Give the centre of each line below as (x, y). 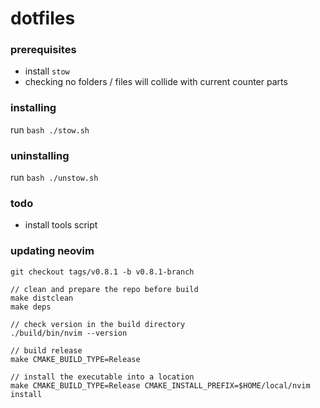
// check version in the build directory (98, 324)
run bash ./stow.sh (50, 129)
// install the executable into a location (102, 377)
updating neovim (52, 251)
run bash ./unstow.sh (54, 178)
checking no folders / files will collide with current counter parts (156, 82)
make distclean (42, 298)
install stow (47, 71)
